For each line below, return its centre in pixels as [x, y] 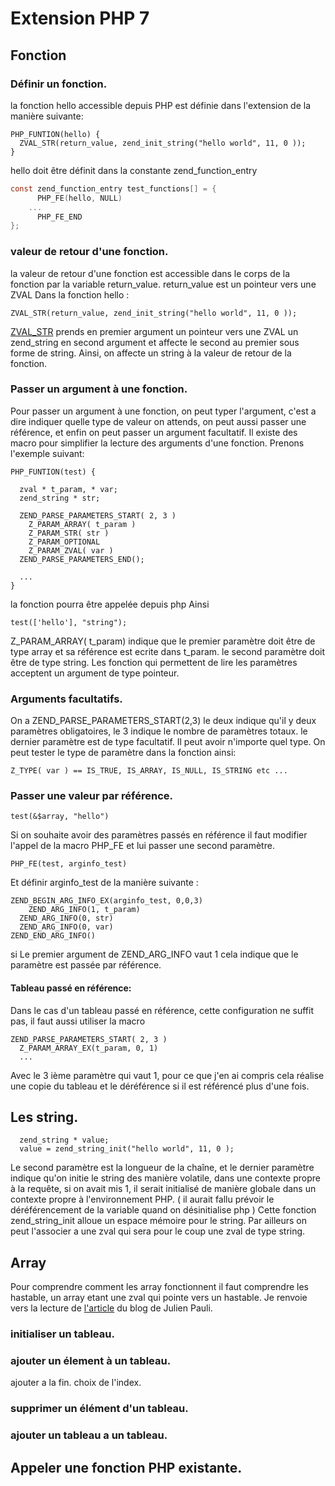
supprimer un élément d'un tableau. [99, 1409]
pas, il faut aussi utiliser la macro [78, 1021]
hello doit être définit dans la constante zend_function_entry [134, 170]
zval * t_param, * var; [68, 489]
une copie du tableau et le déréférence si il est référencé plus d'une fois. [160, 1086]
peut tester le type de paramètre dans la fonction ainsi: [123, 753]
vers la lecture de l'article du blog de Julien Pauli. [111, 1308]
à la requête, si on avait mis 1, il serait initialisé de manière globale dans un [163, 1189]
